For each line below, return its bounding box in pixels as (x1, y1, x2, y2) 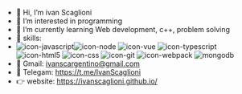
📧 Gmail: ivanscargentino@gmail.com (15, 59, 141, 68)
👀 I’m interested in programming (15, 16, 123, 26)
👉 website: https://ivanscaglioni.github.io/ (15, 76, 158, 86)
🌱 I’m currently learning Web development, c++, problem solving (15, 25, 231, 34)
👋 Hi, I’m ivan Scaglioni (15, 8, 92, 17)
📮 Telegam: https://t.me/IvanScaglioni (15, 67, 142, 76)
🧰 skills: (15, 33, 42, 43)
